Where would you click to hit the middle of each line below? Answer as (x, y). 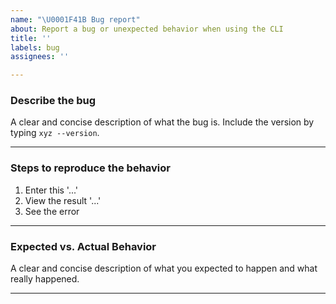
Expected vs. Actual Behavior (83, 246)
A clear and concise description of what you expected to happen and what (164, 268)
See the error (52, 211)
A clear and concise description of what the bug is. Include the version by (162, 122)
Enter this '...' (51, 190)
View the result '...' (63, 200)
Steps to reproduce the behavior (90, 168)
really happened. (45, 279)
